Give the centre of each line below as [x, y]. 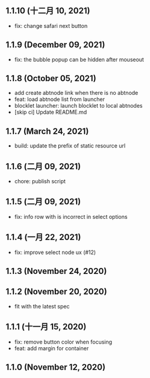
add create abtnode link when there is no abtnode [76, 93]
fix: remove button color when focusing [63, 342]
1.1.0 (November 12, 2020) [56, 367]
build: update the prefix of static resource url [70, 146]
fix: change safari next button [51, 25]
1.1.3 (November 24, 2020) [56, 271]
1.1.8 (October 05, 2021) [51, 78]
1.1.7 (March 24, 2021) [47, 131]
